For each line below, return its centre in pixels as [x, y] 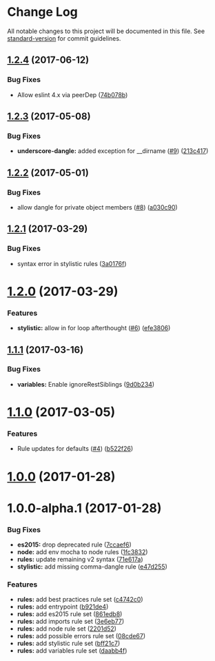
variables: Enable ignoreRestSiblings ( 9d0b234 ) [86, 384]
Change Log [42, 12]
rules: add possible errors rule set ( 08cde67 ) [81, 636]
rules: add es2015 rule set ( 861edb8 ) [70, 614]
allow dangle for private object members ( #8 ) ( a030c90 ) [97, 207]
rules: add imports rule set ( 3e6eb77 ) [71, 622]
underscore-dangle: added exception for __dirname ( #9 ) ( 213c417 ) [113, 151]
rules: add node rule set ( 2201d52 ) [67, 629]
